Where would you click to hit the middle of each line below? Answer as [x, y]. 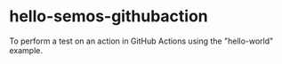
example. [26, 50]
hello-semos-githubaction [109, 16]
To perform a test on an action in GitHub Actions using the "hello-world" [141, 41]
